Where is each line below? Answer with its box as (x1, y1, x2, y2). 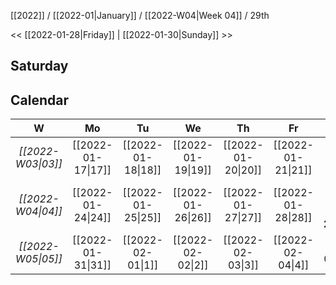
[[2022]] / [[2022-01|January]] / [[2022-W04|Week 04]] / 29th (10, 10, 270, 21)
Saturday (10, 58, 69, 75)
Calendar (10, 91, 69, 109)
